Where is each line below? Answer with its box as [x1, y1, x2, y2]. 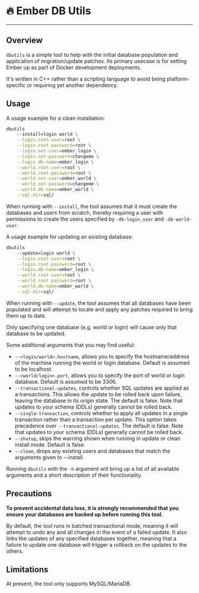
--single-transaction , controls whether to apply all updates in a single [14, 409, 188, 416]
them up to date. [6, 312, 46, 319]
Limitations [6, 565, 49, 575]
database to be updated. [6, 330, 66, 337]
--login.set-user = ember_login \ [17, 148, 97, 154]
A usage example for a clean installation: [6, 114, 105, 122]
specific [6, 81, 26, 88]
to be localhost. [14, 365, 53, 372]
